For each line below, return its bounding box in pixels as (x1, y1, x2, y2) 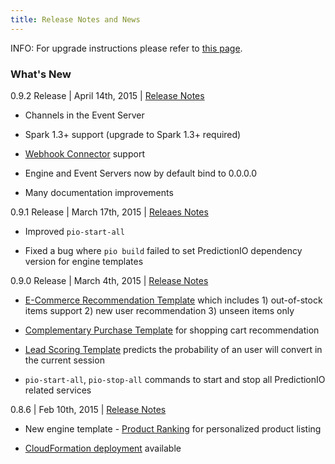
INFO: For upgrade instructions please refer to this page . (10, 42, 243, 54)
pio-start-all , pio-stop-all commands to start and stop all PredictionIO (24, 373, 326, 385)
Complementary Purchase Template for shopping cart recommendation (24, 324, 320, 336)
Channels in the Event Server (24, 109, 145, 121)
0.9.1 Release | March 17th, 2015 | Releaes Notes (10, 206, 209, 218)
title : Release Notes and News (10, 14, 141, 25)
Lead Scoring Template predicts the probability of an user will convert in (24, 343, 323, 355)
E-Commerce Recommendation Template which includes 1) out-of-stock (24, 294, 323, 306)
